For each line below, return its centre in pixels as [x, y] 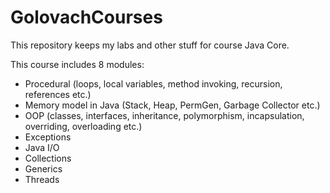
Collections [48, 158]
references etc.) [58, 94]
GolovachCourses [86, 17]
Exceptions [48, 137]
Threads [42, 179]
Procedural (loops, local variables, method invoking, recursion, [153, 83]
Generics [43, 168]
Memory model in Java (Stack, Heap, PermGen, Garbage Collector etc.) [172, 105]
